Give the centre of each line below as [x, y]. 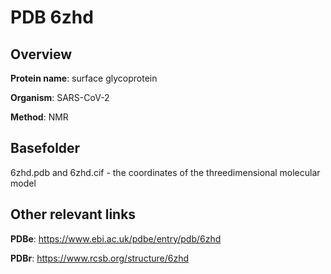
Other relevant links [73, 214]
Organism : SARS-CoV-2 [60, 97]
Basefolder [45, 148]
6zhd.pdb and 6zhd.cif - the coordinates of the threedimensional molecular [165, 172]
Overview [41, 54]
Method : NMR [39, 117]
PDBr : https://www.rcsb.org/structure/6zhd [100, 258]
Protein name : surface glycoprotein [84, 78]
